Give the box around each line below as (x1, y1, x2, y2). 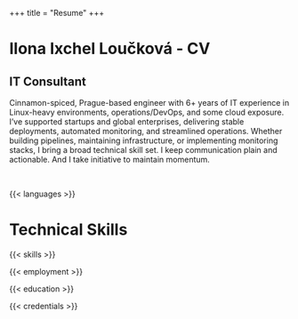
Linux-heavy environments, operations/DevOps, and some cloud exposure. (9, 107, 285, 117)
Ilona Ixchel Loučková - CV (9, 39, 211, 59)
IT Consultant (9, 74, 86, 89)
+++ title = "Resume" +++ (9, 8, 105, 18)
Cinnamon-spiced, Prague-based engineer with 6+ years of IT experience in (9, 98, 290, 108)
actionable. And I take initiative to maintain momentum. (9, 155, 211, 164)
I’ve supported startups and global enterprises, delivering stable (9, 116, 245, 127)
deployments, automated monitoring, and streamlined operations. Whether (9, 126, 283, 136)
